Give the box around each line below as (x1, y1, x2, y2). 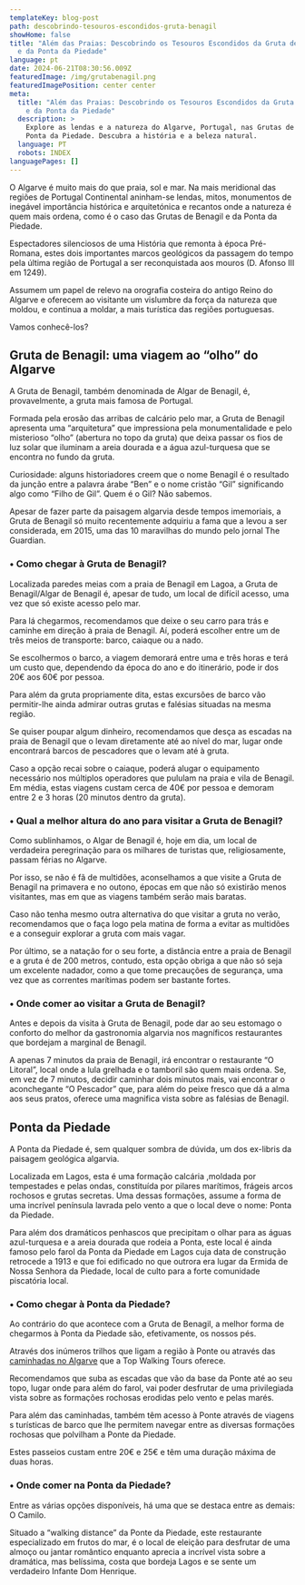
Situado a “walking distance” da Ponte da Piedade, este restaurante (9, 1527, 262, 1538)
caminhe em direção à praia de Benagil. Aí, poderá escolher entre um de (9, 625, 280, 635)
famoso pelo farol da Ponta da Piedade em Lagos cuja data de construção (9, 1246, 287, 1257)
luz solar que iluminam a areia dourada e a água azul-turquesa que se (9, 442, 271, 453)
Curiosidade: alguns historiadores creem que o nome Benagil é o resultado (9, 469, 290, 480)
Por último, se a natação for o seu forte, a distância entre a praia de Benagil (9, 945, 292, 956)
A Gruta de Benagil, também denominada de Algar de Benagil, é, (9, 386, 251, 397)
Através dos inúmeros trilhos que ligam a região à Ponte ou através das (9, 1345, 276, 1357)
